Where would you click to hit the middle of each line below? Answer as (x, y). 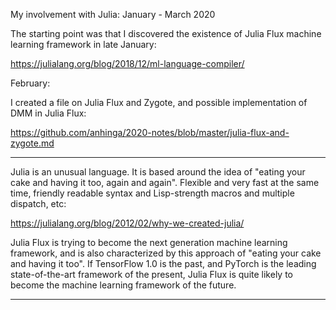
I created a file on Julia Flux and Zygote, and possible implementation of (159, 102)
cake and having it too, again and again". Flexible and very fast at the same (165, 182)
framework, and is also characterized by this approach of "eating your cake (166, 253)
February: (30, 83)
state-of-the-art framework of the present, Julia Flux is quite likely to (151, 274)
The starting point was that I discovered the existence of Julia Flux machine (166, 33)
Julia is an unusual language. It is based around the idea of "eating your (158, 172)
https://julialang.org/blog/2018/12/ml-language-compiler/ (127, 63)
